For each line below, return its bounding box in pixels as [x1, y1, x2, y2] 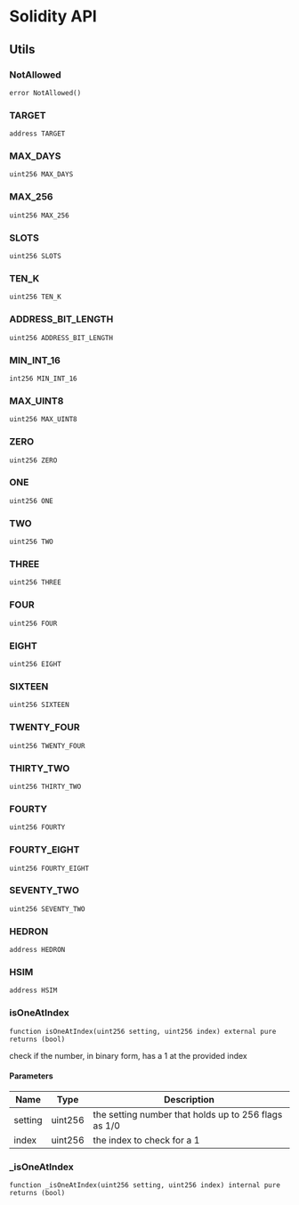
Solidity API [9, 6, 98, 27]
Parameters [9, 1071, 53, 1081]
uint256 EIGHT [9, 660, 62, 669]
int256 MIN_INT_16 [9, 374, 77, 383]
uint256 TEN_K [9, 292, 62, 302]
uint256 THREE [9, 578, 62, 587]
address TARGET [9, 129, 66, 139]
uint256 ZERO [9, 456, 58, 465]
